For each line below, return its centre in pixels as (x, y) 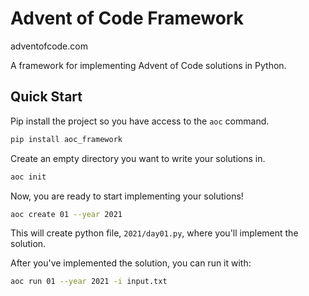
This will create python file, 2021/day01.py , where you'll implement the (154, 233)
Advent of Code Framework (127, 18)
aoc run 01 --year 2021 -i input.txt (89, 282)
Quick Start (46, 97)
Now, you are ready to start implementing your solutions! (127, 196)
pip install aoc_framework (66, 139)
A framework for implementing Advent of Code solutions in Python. (148, 65)
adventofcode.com (49, 46)
